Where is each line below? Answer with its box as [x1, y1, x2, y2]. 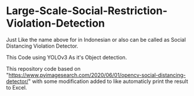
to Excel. [6, 84, 28, 91]
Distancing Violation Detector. [6, 42, 78, 49]
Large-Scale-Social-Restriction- [6, 4, 168, 18]
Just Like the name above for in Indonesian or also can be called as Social [6, 36, 186, 43]
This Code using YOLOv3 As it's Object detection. [6, 54, 127, 61]
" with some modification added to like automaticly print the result [28, 78, 189, 85]
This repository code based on [6, 65, 81, 72]
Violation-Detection [6, 16, 105, 30]
